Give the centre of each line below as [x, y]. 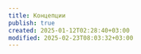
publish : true [32, 23]
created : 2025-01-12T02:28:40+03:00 [69, 30]
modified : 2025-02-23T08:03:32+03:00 [71, 38]
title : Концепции [37, 15]
